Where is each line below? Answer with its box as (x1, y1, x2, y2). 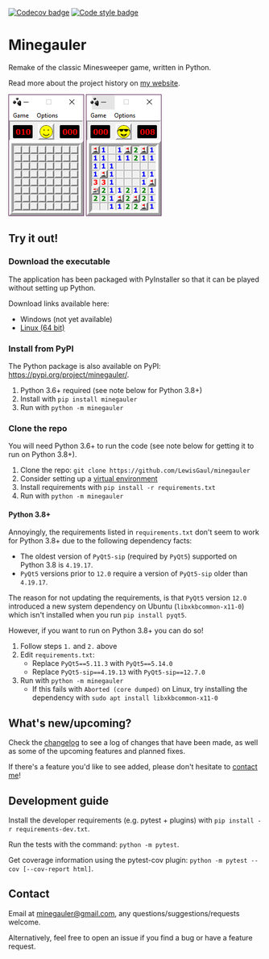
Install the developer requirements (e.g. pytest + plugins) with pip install (8, 815, 255, 825)
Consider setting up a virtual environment (19, 474, 159, 484)
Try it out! (8, 232, 59, 245)
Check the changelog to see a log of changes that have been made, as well (8, 738, 259, 748)
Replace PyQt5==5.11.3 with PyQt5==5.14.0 (31, 659, 173, 668)
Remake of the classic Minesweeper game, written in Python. (8, 62, 212, 72)
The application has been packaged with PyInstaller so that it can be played (8, 274, 260, 284)
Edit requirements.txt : (19, 650, 95, 660)
